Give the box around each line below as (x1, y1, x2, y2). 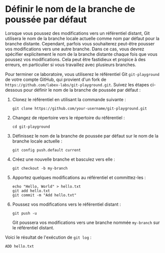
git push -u (12, 211, 37, 216)
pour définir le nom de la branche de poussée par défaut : (23, 87, 141, 93)
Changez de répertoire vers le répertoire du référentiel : (12, 114, 125, 120)
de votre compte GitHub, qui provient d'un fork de (5, 76, 107, 82)
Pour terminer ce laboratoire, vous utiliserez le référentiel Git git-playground (5, 71, 160, 77)
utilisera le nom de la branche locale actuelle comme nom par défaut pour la (5, 36, 160, 41)
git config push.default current (12, 147, 81, 152)
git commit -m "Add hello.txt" (12, 192, 77, 198)
